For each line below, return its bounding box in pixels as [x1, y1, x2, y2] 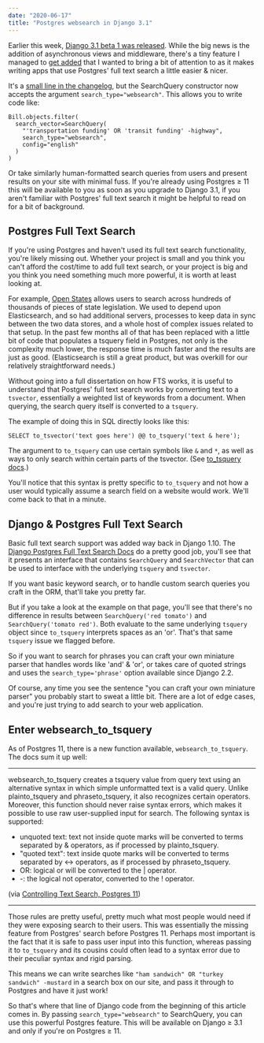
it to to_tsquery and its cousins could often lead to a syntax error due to [8, 945, 240, 955]
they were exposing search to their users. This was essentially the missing [8, 920, 249, 929]
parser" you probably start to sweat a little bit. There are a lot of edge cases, [8, 691, 256, 702]
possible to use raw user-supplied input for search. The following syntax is [8, 808, 250, 818]
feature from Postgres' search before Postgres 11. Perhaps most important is [8, 928, 255, 938]
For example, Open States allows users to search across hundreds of [8, 294, 232, 304]
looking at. [8, 279, 42, 289]
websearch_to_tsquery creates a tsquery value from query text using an [8, 774, 241, 784]
